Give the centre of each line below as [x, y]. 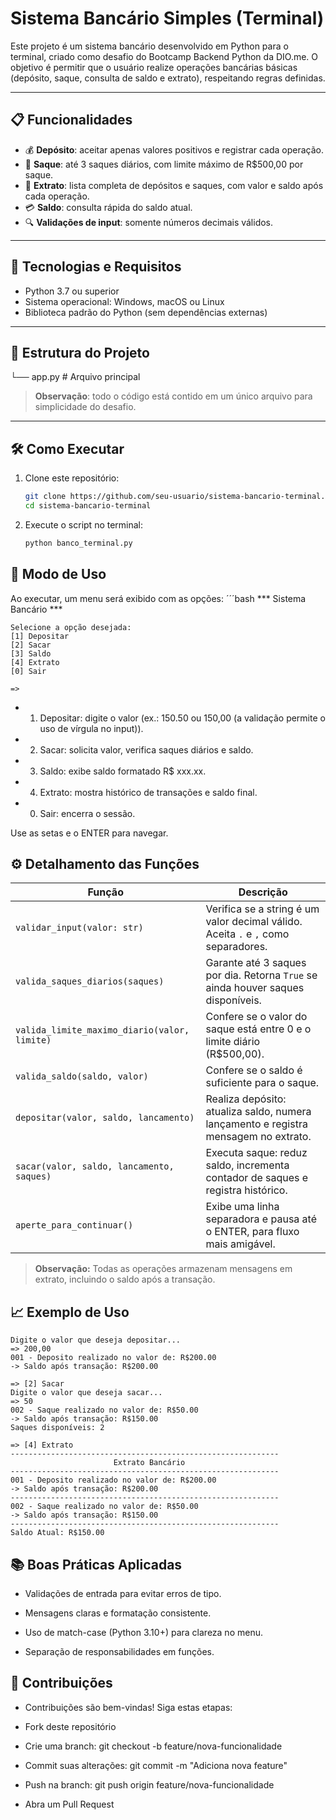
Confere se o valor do [256, 1017]
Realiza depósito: [246, 1099]
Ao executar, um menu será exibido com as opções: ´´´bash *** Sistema [158, 598]
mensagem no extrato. [258, 1137]
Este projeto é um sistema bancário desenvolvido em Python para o [149, 46]
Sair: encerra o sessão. [87, 813]
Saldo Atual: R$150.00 [57, 1533]
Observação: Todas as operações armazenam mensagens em [163, 1269]
